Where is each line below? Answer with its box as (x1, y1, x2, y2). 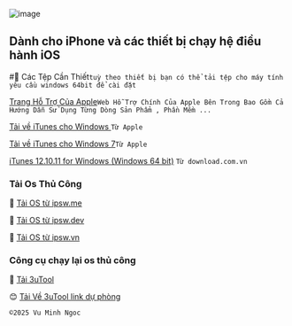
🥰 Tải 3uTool (9, 275, 55, 285)
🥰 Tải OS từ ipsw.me (9, 198, 82, 208)
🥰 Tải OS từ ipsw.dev (9, 215, 85, 226)
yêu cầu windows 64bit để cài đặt (9, 81, 137, 89)
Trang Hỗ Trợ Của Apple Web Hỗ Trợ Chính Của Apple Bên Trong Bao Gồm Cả (9, 96, 284, 106)
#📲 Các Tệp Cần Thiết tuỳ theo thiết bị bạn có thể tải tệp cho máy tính (9, 71, 284, 81)
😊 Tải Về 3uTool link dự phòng (9, 291, 121, 302)
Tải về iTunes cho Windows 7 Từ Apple (9, 138, 148, 149)
